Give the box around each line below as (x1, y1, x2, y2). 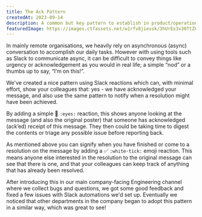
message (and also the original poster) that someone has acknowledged (6, 117, 185, 124)
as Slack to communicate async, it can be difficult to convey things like (6, 55, 182, 62)
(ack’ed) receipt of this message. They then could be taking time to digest (6, 123, 189, 130)
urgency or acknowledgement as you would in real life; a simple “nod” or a (6, 61, 191, 69)
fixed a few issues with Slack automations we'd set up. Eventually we (6, 191, 177, 198)
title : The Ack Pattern (6, 8, 66, 15)
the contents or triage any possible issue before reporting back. (6, 129, 164, 136)
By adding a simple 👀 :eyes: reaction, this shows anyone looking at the (6, 110, 182, 117)
